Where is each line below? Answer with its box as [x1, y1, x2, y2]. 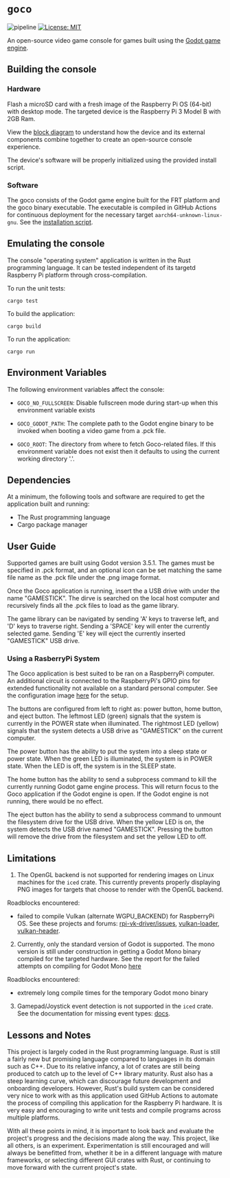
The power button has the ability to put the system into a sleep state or [7, 747, 207, 756]
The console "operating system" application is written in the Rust [7, 256, 191, 264]
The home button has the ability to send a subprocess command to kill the [7, 775, 217, 783]
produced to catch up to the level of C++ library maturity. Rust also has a [7, 1070, 214, 1078]
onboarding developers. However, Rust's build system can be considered [7, 1084, 214, 1093]
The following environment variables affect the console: [7, 385, 165, 393]
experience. [7, 143, 41, 151]
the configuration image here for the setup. [7, 691, 129, 700]
